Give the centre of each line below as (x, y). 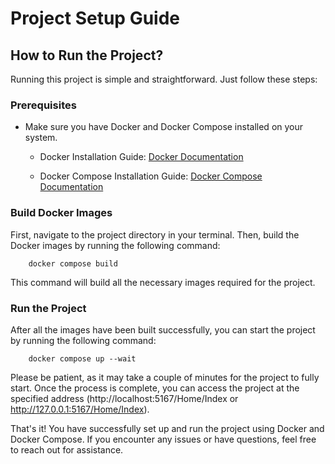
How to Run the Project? (87, 55)
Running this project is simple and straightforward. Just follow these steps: (164, 79)
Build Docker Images (61, 213)
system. (41, 138)
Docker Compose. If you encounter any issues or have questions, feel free (163, 439)
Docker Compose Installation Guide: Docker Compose (151, 176)
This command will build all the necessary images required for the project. (163, 282)
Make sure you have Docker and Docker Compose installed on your (164, 127)
